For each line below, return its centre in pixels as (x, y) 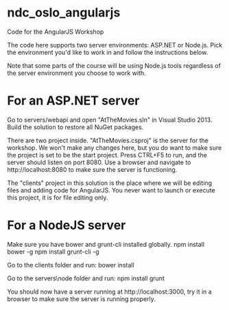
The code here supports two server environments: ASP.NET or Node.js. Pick (115, 45)
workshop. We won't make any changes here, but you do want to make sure (114, 147)
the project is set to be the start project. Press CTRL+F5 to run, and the (107, 155)
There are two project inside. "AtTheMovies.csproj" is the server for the (108, 140)
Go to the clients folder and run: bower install (71, 265)
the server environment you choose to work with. (76, 73)
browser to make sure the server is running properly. (82, 299)
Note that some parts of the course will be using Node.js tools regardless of (114, 65)
